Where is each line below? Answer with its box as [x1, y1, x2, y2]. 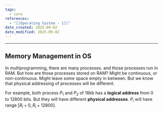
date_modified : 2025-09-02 [5, 30, 60, 34]
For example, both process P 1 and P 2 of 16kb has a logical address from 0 [5, 90, 154, 97]
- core [9, 12, 23, 16]
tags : [5, 7, 16, 12]
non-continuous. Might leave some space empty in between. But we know [5, 75, 154, 81]
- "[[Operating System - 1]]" [9, 20, 70, 26]
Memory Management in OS [5, 52, 92, 61]
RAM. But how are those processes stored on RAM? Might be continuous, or [5, 70, 158, 76]
